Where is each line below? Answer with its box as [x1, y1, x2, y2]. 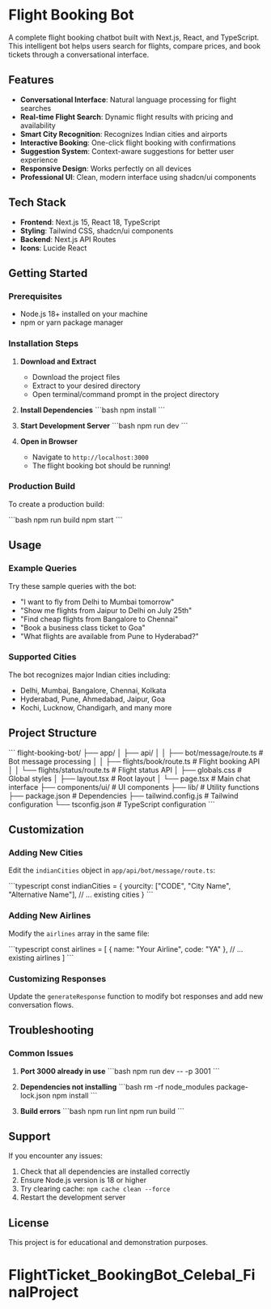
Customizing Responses [8, 973, 107, 984]
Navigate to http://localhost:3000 [32, 452, 150, 462]
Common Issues [8, 1047, 74, 1059]
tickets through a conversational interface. [8, 49, 150, 59]
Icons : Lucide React [19, 243, 87, 253]
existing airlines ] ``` [8, 953, 74, 962]
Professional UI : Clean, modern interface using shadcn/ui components [19, 172, 256, 181]
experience [19, 155, 58, 164]
